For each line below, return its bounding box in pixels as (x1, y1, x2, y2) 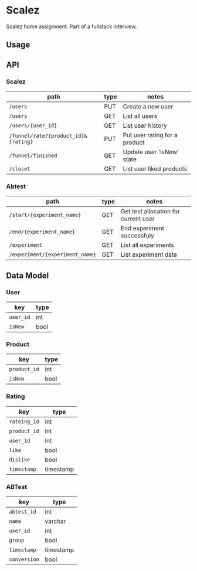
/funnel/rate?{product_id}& (9, 132, 87, 140)
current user (120, 215, 155, 223)
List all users (123, 112, 158, 120)
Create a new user (123, 103, 174, 111)
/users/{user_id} (9, 123, 57, 129)
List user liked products (123, 165, 188, 173)
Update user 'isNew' (123, 148, 179, 156)
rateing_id (9, 418, 39, 425)
